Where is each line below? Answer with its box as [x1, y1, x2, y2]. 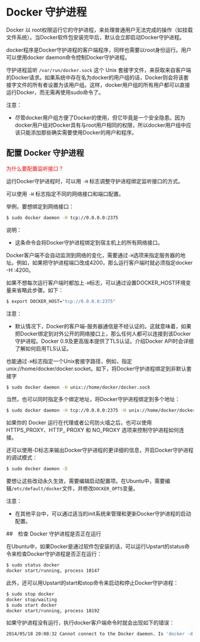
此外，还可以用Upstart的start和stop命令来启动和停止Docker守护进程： [6, 579, 179, 586]
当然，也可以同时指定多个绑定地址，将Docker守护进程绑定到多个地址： [6, 396, 180, 403]
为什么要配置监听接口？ [6, 165, 64, 172]
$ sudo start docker [6, 602, 58, 608]
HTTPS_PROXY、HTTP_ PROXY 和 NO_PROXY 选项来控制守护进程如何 [6, 427, 180, 434]
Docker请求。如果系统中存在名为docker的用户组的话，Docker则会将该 [11, 74, 184, 81]
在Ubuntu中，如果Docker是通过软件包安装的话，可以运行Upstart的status [6, 543, 185, 550]
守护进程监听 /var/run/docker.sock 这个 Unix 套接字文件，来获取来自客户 [6, 66, 186, 73]
